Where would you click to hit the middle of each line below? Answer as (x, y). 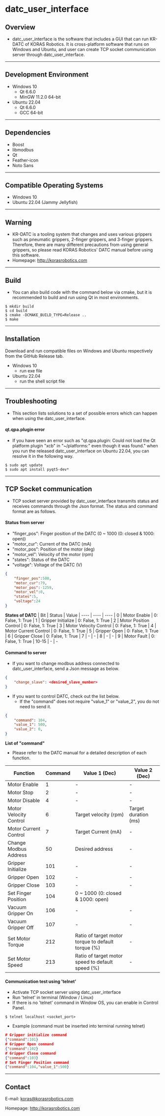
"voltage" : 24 (27, 601)
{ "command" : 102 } (22, 1049)
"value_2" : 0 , (28, 729)
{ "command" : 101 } (22, 1040)
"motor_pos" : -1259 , (34, 587)
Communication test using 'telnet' (41, 981)
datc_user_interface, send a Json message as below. (66, 669)
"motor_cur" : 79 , (31, 583)
